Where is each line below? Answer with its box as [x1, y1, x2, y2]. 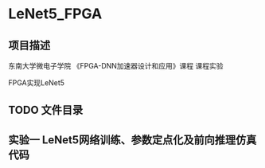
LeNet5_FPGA [8, 5, 103, 23]
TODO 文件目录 [8, 104, 84, 117]
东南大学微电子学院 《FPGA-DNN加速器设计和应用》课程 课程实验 [8, 61, 224, 70]
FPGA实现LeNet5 [8, 78, 65, 88]
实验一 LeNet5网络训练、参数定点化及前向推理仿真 [8, 133, 257, 147]
